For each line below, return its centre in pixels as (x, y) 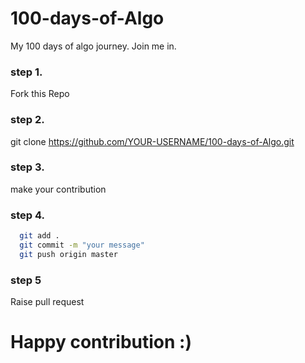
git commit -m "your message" (82, 245)
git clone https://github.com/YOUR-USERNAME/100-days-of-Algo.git (152, 141)
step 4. (27, 215)
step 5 (26, 280)
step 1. (26, 72)
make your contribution (58, 189)
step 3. (27, 167)
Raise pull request (47, 302)
